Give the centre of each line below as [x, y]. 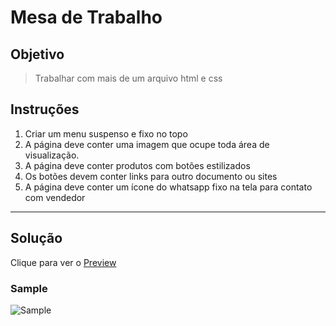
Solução [36, 238]
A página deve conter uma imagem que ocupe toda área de [147, 144]
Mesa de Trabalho [86, 17]
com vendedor [55, 197]
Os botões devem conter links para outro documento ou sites [151, 176]
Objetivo [37, 54]
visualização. [52, 155]
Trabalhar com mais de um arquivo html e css [128, 78]
